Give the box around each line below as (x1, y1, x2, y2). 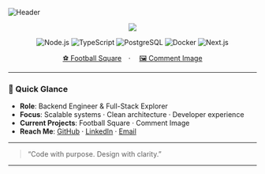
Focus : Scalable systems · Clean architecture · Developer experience (19, 110, 244, 119)
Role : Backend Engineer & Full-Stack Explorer (19, 101, 168, 111)
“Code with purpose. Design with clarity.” (27, 149, 162, 159)
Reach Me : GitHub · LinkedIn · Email (19, 127, 136, 136)
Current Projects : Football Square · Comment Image (19, 119, 190, 128)
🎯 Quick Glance (8, 83, 69, 94)
